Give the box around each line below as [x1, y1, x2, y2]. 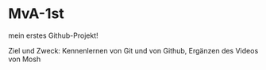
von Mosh [8, 54, 41, 64]
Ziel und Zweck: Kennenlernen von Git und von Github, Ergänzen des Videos [8, 46, 259, 55]
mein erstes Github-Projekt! [8, 31, 98, 40]
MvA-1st [8, 5, 65, 23]
